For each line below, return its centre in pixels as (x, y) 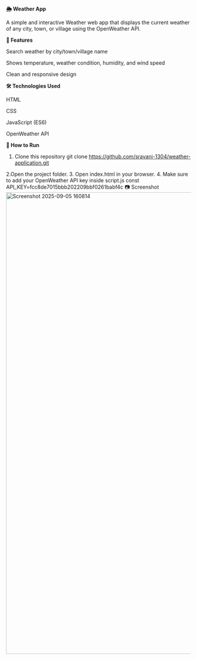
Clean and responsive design (41, 74)
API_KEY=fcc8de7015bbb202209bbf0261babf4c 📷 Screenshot (83, 187)
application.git (32, 163)
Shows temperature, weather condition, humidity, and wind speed (86, 63)
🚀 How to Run (23, 145)
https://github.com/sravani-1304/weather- (140, 156)
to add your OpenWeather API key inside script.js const (73, 180)
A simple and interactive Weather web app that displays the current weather (98, 22)
